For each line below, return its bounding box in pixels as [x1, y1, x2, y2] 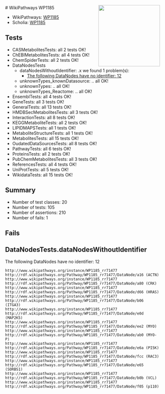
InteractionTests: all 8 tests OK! [12, 114, 75, 120]
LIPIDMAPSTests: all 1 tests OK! [12, 125, 76, 131]
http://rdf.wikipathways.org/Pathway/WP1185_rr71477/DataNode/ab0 [5, 332, 144, 338]
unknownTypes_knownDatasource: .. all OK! [19, 78, 109, 84]
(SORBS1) [5, 367, 23, 372]
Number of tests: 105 [12, 204, 55, 210]
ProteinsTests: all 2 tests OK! [12, 151, 70, 157]
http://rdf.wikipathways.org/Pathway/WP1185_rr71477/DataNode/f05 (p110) [5, 384, 160, 389]
